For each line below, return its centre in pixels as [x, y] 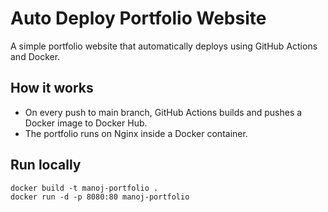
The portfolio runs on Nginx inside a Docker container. [136, 133]
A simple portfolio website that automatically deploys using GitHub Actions [164, 46]
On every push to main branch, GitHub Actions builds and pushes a [163, 112]
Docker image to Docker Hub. [86, 123]
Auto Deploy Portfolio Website [138, 18]
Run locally [46, 165]
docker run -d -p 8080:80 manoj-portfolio [100, 197]
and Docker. [35, 56]
